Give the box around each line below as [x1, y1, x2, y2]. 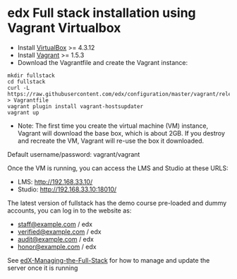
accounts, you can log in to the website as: [7, 206, 132, 215]
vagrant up [7, 109, 39, 116]
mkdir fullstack [7, 72, 55, 79]
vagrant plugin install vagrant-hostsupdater [7, 102, 143, 110]
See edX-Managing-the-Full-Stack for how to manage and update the [7, 256, 210, 264]
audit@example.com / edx [17, 235, 94, 243]
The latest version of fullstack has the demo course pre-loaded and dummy [7, 198, 227, 207]
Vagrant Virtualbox [7, 20, 121, 36]
